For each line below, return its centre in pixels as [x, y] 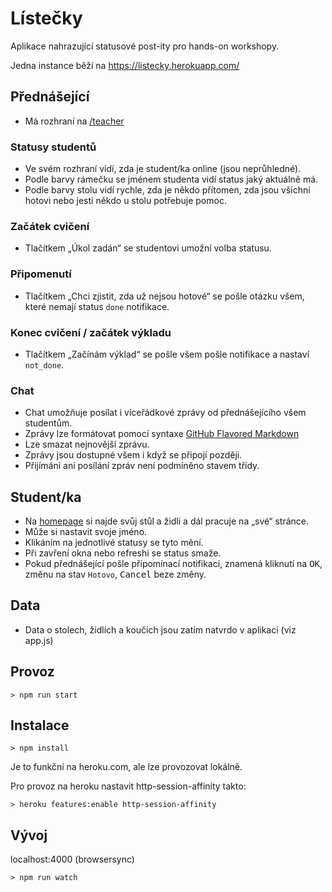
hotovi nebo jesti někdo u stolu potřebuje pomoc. [125, 201]
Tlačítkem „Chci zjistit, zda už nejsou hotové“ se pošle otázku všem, [164, 296]
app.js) [39, 640]
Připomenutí [41, 274]
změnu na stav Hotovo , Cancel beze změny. [115, 574]
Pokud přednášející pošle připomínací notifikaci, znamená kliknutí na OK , [173, 564]
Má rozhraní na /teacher [74, 121]
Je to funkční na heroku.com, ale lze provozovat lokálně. [126, 767]
